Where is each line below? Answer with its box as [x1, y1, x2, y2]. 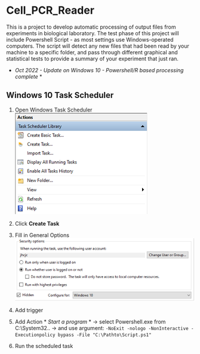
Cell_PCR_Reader [6, 4, 94, 17]
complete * [14, 73, 42, 80]
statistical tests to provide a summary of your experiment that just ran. [6, 55, 179, 62]
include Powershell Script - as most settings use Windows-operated [6, 36, 174, 43]
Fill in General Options [14, 231, 70, 239]
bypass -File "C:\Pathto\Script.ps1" [57, 332, 152, 338]
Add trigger [14, 307, 44, 314]
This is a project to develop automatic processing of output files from [6, 23, 176, 30]
